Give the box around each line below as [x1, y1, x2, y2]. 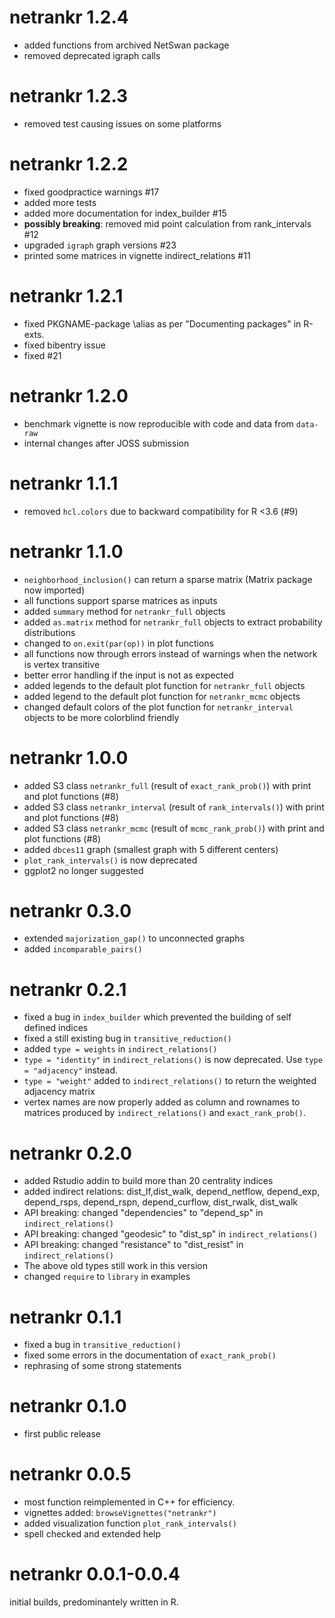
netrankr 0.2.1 [9, 978, 127, 1001]
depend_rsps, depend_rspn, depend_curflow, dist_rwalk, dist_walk [23, 1196, 299, 1208]
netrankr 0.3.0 [9, 899, 132, 922]
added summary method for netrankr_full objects [23, 605, 226, 617]
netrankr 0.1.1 [9, 1306, 122, 1328]
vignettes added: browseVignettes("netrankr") [23, 1507, 217, 1519]
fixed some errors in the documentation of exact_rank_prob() [23, 1349, 277, 1361]
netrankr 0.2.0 [9, 1142, 132, 1165]
